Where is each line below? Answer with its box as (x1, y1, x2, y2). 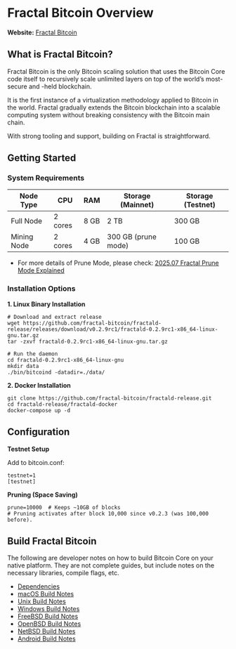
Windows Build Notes (17, 605, 80, 613)
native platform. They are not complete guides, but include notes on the (7, 561, 215, 570)
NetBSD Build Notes (17, 627, 76, 636)
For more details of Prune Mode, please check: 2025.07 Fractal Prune (17, 258, 219, 268)
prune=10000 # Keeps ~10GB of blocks (7, 504, 121, 511)
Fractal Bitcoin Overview (7, 5, 154, 21)
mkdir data (7, 362, 39, 369)
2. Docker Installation (7, 381, 72, 389)
